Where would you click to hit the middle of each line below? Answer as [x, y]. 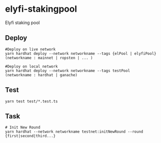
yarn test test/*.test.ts [31, 101]
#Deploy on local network [31, 66]
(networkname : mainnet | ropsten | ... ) [49, 58]
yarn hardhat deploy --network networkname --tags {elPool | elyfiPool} [81, 53]
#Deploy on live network [30, 49]
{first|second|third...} [30, 136]
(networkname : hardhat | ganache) [41, 75]
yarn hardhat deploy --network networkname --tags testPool [68, 71]
